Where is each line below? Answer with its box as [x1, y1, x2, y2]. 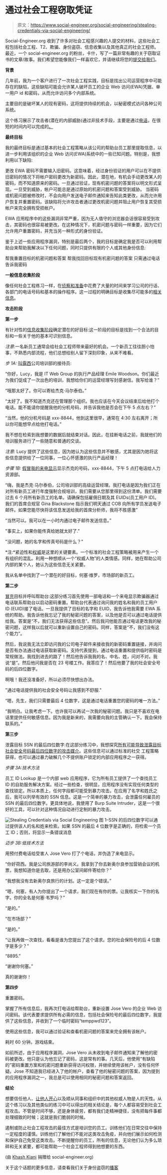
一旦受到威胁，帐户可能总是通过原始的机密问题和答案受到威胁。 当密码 [13, 186, 159, 192]
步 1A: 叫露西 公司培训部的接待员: [5, 360, 72, 366]
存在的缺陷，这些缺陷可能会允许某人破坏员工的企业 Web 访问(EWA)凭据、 [5, 84, 156, 89]
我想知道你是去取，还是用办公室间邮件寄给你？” [13, 867, 112, 873]
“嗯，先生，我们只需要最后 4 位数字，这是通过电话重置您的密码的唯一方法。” [5, 697, 161, 703]
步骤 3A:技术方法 [5, 764, 40, 770]
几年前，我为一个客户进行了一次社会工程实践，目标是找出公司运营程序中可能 [5, 78, 162, 84]
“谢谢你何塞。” [5, 963, 33, 969]
